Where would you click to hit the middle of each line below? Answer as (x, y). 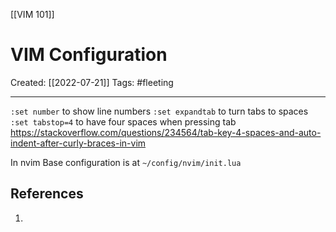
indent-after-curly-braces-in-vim (78, 143)
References (47, 194)
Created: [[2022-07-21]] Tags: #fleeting (92, 82)
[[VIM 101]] (32, 14)
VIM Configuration (89, 55)
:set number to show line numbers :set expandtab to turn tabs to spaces (159, 111)
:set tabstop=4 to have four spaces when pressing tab (123, 121)
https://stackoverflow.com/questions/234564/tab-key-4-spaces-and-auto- (166, 132)
